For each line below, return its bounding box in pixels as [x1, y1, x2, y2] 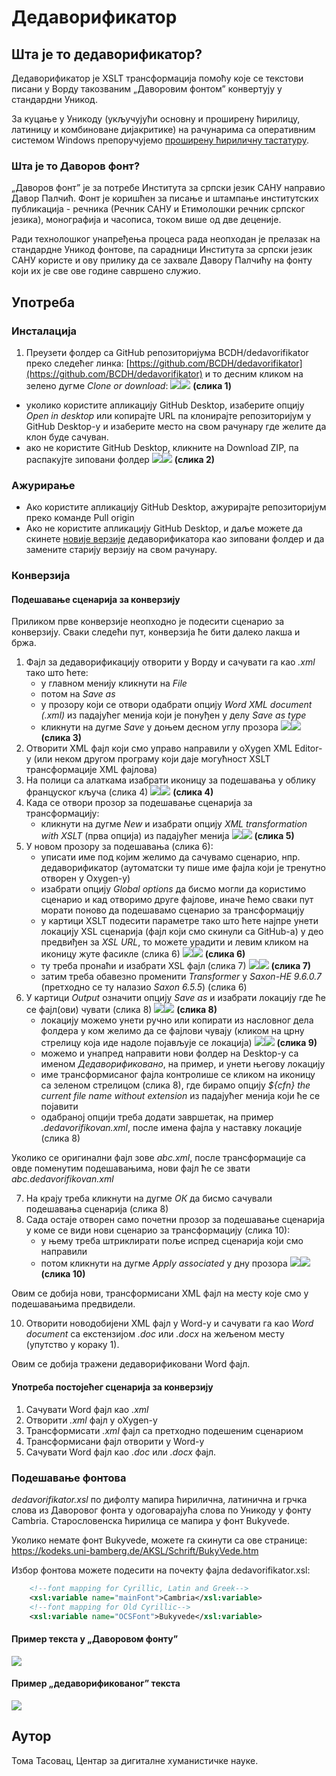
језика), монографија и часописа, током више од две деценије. [11, 214, 282, 226]
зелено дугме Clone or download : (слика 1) [25, 379, 232, 391]
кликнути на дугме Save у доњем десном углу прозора [40, 721, 279, 733]
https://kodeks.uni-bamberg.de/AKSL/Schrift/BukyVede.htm [11, 1544, 259, 1556]
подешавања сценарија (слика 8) [25, 1203, 169, 1215]
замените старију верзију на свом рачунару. [25, 544, 218, 556]
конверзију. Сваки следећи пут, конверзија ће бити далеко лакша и [11, 626, 301, 638]
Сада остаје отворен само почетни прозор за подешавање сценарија [25, 1214, 326, 1226]
